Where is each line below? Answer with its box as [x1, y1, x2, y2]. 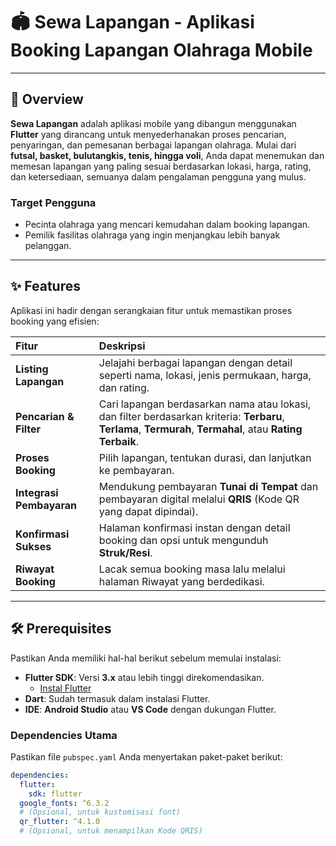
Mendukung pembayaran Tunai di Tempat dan [98, 479, 319, 493]
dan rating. [98, 380, 150, 394]
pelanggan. [24, 240, 72, 252]
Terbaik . [98, 434, 139, 448]
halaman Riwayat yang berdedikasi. [98, 574, 265, 588]
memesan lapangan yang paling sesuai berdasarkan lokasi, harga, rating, [10, 160, 312, 172]
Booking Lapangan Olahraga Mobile [10, 39, 313, 62]
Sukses [15, 539, 52, 553]
